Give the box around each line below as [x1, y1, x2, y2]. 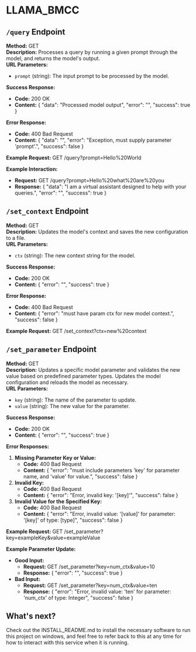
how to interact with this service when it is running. [6, 639, 129, 646]
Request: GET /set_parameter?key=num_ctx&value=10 [23, 563, 155, 570]
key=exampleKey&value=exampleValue [6, 534, 101, 541]
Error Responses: [6, 443, 50, 450]
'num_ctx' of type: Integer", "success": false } [23, 594, 133, 601]
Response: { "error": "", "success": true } [23, 569, 123, 576]
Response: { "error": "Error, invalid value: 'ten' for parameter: [23, 588, 171, 595]
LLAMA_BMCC [6, 4, 80, 17]
